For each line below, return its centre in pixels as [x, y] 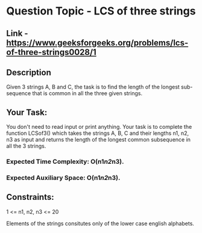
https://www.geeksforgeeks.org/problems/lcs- [97, 42]
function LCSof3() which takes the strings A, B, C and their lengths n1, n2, [98, 133]
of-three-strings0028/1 [51, 52]
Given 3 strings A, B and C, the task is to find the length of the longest [93, 87]
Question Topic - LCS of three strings [101, 11]
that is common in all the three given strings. [87, 93]
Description [29, 73]
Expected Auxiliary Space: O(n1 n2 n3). [63, 178]
